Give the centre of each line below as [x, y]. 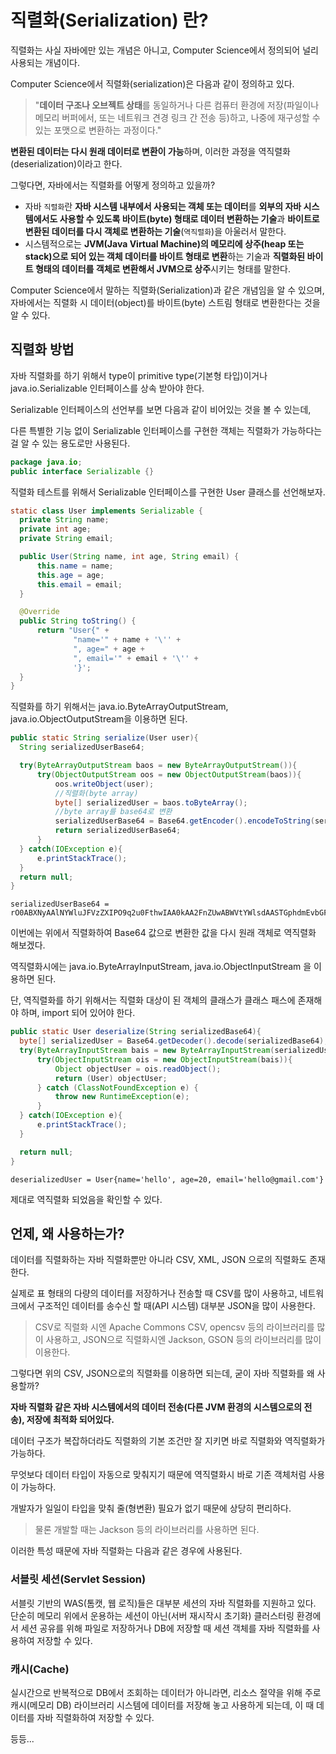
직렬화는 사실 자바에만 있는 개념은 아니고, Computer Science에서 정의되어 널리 [164, 50]
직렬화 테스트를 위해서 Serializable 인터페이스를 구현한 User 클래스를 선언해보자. [168, 492]
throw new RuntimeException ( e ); [122, 1097]
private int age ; [55, 529]
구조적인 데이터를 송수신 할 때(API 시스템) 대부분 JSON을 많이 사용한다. [176, 1306]
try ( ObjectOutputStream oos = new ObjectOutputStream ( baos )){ [169, 774]
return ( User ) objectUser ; [111, 1078]
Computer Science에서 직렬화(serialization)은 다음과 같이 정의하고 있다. [152, 83]
